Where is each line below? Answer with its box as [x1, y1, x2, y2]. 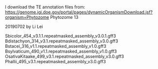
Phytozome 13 [50, 14, 79, 20]
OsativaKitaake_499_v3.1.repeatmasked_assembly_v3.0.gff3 [5, 54, 124, 59]
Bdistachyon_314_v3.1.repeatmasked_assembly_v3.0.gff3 [5, 38, 118, 44]
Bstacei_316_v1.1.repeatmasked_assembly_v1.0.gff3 [5, 43, 106, 49]
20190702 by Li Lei [5, 24, 43, 29]
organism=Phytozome [5, 14, 50, 20]
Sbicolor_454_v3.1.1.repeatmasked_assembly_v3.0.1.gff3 [5, 33, 116, 39]
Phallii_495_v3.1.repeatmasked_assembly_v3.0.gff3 [5, 59, 106, 64]
